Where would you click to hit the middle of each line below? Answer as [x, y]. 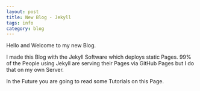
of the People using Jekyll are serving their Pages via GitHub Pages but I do [100, 63]
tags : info [20, 23]
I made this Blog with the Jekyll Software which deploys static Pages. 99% [99, 57]
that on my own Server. [35, 70]
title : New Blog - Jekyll [39, 17]
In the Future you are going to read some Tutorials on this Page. [85, 81]
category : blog [25, 28]
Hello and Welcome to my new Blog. [51, 45]
